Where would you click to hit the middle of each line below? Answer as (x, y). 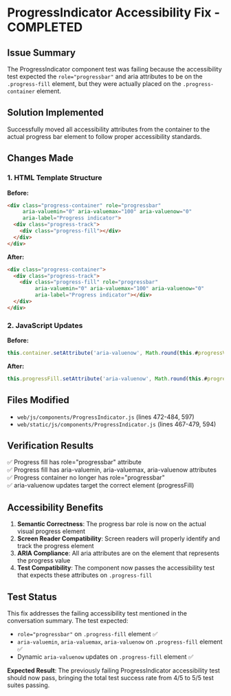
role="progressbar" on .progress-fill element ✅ (87, 634)
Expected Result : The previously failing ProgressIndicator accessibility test (113, 671)
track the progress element (55, 546)
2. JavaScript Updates (45, 325)
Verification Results (51, 446)
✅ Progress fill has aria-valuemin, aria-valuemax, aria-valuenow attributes (112, 470)
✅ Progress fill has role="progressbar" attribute (75, 462)
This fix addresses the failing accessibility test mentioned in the (97, 613)
